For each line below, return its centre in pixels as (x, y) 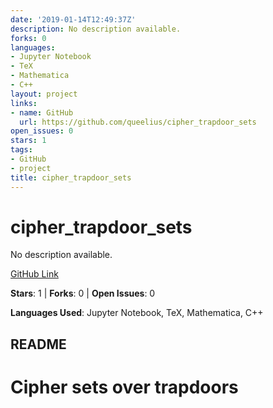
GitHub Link (34, 274)
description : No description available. (96, 29)
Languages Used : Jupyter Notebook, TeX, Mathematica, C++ (137, 313)
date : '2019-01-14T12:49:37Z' (73, 19)
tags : (21, 150)
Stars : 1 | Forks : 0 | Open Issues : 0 (83, 293)
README (38, 344)
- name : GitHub (42, 112)
